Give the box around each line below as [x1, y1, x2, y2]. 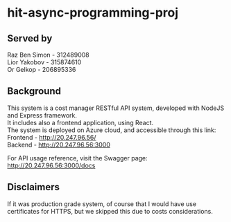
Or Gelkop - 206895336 [7, 66, 76, 73]
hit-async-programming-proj [7, 5, 179, 21]
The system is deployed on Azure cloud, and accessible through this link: [7, 126, 216, 134]
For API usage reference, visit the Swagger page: [7, 154, 148, 162]
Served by [7, 33, 53, 44]
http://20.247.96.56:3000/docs [7, 161, 96, 169]
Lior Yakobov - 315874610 [7, 58, 82, 66]
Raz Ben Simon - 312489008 [7, 50, 89, 59]
